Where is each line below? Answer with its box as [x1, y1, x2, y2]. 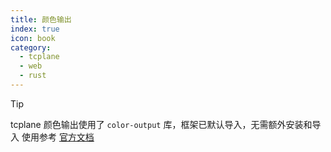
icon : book [10, 33, 56, 43]
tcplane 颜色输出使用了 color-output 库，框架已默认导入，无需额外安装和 [10, 118, 313, 130]
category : [10, 42, 52, 53]
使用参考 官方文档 [21, 131, 95, 143]
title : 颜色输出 [10, 14, 72, 25]
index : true [10, 24, 60, 34]
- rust [19, 71, 47, 81]
